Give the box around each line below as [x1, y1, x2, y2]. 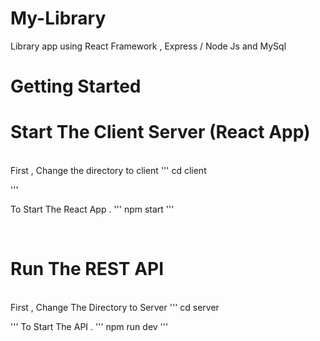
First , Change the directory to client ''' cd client [10, 165, 207, 177]
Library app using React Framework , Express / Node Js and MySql [10, 40, 287, 52]
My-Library [10, 7, 107, 30]
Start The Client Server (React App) [10, 121, 311, 144]
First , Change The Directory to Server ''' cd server [10, 302, 220, 313]
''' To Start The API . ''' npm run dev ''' [10, 321, 169, 332]
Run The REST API [10, 258, 165, 281]
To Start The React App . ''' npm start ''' [10, 203, 175, 216]
